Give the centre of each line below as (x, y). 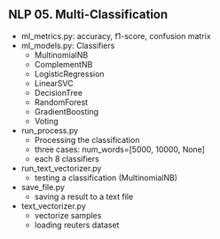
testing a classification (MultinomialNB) (106, 178)
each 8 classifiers (67, 158)
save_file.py (43, 187)
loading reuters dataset (77, 225)
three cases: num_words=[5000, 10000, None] (120, 149)
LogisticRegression (69, 74)
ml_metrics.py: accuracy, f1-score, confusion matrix (116, 36)
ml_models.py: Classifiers (68, 45)
